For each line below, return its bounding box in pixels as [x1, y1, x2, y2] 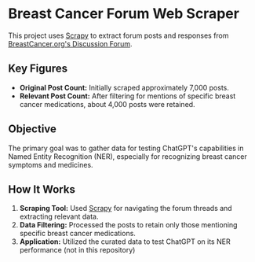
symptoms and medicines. [8, 160, 93, 169]
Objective [8, 123, 57, 136]
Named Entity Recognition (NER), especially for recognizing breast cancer [8, 151, 247, 161]
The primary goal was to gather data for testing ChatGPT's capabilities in [8, 143, 244, 153]
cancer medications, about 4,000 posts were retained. [19, 99, 195, 109]
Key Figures [8, 62, 68, 76]
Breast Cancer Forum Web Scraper [8, 5, 239, 23]
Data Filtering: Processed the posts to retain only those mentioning [19, 220, 238, 230]
